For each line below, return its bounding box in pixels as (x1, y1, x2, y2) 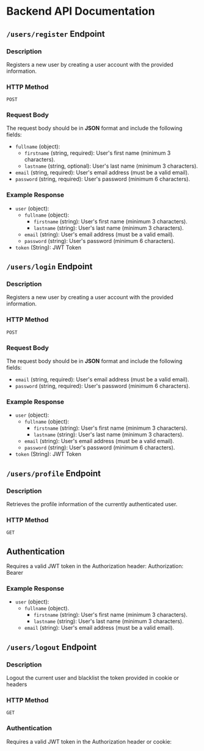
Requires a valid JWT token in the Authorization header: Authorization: (6, 562, 184, 570)
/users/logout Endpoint (6, 641, 97, 652)
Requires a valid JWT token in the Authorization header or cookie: (6, 738, 172, 745)
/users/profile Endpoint (6, 468, 101, 479)
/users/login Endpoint (6, 261, 93, 272)
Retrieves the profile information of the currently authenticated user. (6, 501, 178, 508)
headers (6, 681, 27, 688)
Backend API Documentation (6, 4, 155, 18)
